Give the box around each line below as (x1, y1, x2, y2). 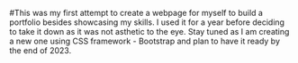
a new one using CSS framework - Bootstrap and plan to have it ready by (9, 35, 281, 46)
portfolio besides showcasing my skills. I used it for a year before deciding (9, 17, 285, 28)
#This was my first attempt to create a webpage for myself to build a (9, 8, 264, 18)
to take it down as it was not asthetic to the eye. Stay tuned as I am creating (9, 27, 290, 36)
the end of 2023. (9, 45, 72, 56)
